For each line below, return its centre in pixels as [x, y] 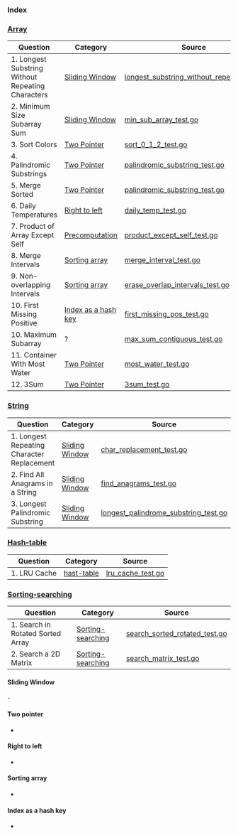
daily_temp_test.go [155, 210]
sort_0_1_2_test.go [156, 145]
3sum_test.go [147, 384]
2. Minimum [31, 107]
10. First [25, 306]
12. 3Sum [27, 384]
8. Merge [26, 256]
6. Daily [24, 206]
